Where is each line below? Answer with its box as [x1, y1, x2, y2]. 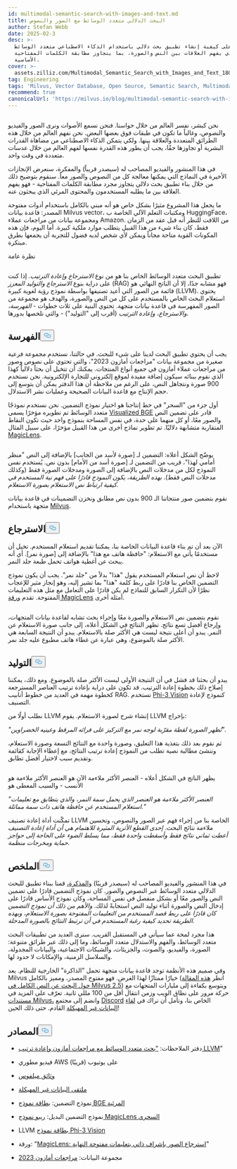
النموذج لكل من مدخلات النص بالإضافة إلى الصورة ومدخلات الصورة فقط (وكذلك [8, 465, 216, 474]
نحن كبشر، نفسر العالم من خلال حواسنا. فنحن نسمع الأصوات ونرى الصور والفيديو [8, 121, 219, 129]
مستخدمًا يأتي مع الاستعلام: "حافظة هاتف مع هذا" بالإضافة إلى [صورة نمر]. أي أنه [8, 549, 218, 557]
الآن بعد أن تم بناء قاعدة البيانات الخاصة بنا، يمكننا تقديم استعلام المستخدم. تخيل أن [8, 542, 223, 550]
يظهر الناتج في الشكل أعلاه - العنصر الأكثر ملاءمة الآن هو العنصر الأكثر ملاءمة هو [8, 774, 216, 782]
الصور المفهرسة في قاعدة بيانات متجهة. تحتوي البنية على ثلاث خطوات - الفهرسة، [8, 302, 220, 310]
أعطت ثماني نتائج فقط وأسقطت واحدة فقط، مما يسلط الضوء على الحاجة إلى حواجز [8, 831, 228, 839]
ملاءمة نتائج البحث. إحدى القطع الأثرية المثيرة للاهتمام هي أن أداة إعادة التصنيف [8, 824, 214, 832]
